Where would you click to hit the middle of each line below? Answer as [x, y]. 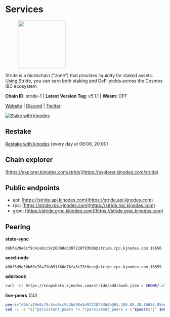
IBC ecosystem [21, 86]
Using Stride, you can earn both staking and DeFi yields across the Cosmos [84, 81]
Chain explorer [29, 160]
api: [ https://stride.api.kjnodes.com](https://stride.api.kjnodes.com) [83, 200]
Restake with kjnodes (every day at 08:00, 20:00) [57, 144]
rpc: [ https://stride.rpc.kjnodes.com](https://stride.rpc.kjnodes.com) [84, 205]
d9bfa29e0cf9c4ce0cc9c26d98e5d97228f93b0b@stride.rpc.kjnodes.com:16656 [83, 249]
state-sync [17, 239]
